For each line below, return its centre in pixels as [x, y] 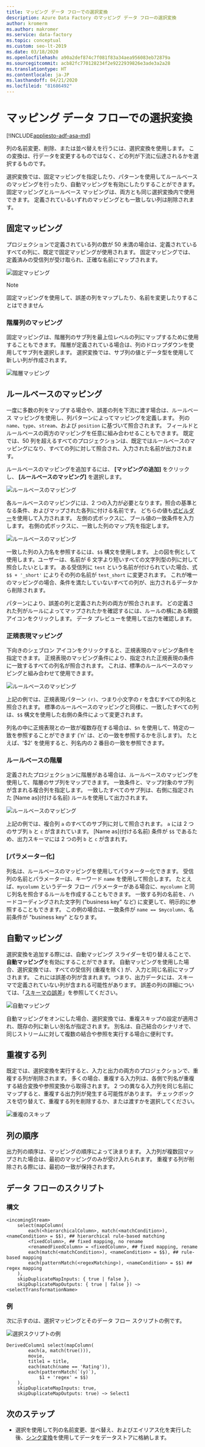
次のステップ [31, 1414]
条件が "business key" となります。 [56, 917]
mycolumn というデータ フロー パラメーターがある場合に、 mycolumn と [103, 886]
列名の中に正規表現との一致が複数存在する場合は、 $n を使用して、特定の [98, 728]
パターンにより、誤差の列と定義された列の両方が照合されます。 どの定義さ [100, 603]
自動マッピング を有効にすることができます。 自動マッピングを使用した [95, 962]
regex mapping [24, 1268]
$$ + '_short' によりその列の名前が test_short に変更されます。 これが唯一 [102, 575]
